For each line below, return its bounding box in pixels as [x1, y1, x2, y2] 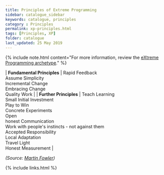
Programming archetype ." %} [5, 59, 67, 66]
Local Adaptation [5, 134, 41, 140]
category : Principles [5, 21, 53, 27]
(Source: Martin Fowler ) [5, 155, 55, 161]
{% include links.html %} [5, 164, 57, 170]
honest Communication [5, 118, 54, 124]
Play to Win [5, 102, 30, 108]
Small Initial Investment [5, 96, 54, 102]
